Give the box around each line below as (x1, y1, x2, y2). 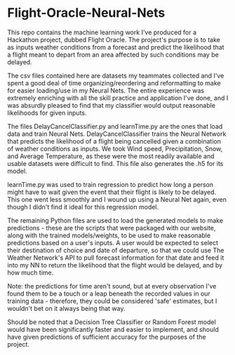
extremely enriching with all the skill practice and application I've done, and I (7, 93, 229, 102)
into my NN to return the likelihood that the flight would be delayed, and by (7, 260, 223, 269)
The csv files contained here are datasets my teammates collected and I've (7, 71, 224, 80)
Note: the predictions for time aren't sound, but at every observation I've (7, 281, 217, 290)
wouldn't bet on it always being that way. (7, 304, 126, 312)
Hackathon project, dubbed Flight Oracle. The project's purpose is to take (7, 35, 221, 43)
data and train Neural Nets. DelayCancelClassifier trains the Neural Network (7, 130, 227, 138)
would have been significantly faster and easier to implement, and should (7, 325, 219, 333)
